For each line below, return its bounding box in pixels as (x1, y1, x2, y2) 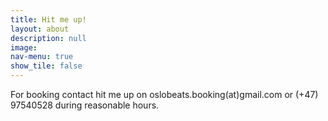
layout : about (10, 24, 70, 34)
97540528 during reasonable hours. (10, 99, 160, 111)
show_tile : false (10, 61, 83, 71)
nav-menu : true (10, 52, 74, 62)
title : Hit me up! (10, 14, 87, 25)
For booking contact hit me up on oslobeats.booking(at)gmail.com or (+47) (10, 89, 319, 100)
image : (10, 42, 38, 53)
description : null (10, 33, 87, 43)
